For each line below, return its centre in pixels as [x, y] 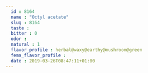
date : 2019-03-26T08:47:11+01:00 [53, 61]
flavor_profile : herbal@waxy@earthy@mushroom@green [77, 50]
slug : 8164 [26, 22]
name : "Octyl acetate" [40, 17]
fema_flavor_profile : [38, 55]
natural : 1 [26, 45]
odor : [19, 39]
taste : [20, 28]
